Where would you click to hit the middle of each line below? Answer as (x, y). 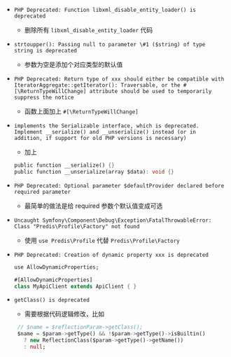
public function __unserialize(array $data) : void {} (94, 171)
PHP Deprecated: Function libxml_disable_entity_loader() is (105, 10)
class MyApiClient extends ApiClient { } (75, 286)
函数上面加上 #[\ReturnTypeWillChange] (81, 111)
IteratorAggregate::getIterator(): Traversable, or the (97, 85)
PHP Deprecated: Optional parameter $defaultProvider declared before (119, 185)
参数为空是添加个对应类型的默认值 (73, 64)
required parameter (42, 192)
